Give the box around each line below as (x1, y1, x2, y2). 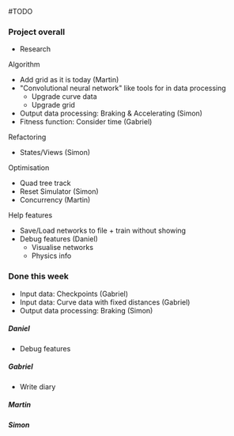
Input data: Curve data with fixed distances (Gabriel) (19, 297, 191, 307)
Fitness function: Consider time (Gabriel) (19, 117, 153, 127)
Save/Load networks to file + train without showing (19, 226, 187, 236)
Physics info (31, 251, 72, 260)
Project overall (8, 26, 66, 37)
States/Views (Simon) (19, 148, 91, 157)
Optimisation (8, 163, 50, 173)
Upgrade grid (31, 100, 75, 110)
